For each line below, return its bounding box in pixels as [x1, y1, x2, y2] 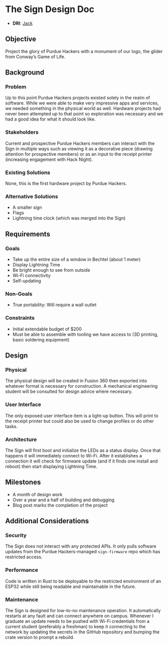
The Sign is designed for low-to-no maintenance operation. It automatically [5, 607, 161, 613]
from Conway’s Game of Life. [5, 53, 66, 60]
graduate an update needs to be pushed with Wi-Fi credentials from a [5, 618, 150, 624]
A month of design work [12, 491, 63, 497]
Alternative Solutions [5, 193, 58, 200]
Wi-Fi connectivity [12, 272, 51, 278]
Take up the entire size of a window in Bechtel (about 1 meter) [12, 256, 141, 263]
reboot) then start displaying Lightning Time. [5, 463, 98, 470]
